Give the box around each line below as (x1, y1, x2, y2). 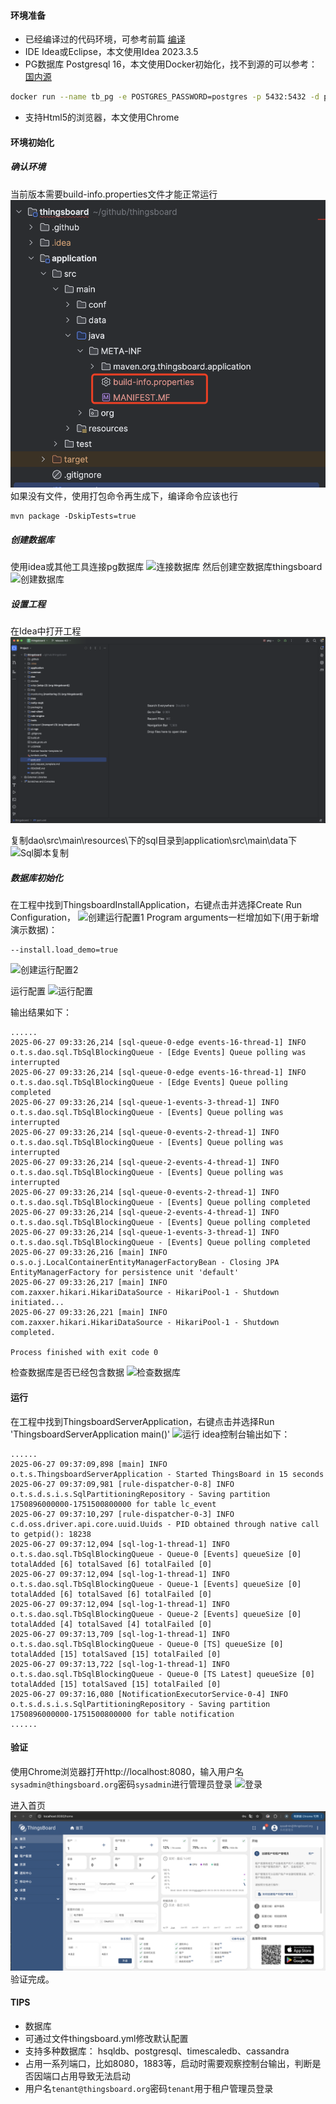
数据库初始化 (10, 872, 63, 884)
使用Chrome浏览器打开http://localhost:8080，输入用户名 (10, 1765, 245, 1777)
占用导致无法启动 (59, 2070, 131, 2082)
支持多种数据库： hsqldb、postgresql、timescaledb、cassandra (24, 2045, 290, 2057)
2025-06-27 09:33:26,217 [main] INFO (10, 1278, 168, 1288)
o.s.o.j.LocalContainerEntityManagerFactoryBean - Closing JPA (10, 1258, 280, 1268)
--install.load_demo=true (10, 945, 118, 955)
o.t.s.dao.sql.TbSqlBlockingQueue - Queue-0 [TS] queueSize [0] (10, 1639, 284, 1649)
